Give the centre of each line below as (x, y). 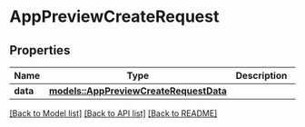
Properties (40, 50)
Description (261, 76)
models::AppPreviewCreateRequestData (138, 91)
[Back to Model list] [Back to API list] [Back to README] (113, 113)
